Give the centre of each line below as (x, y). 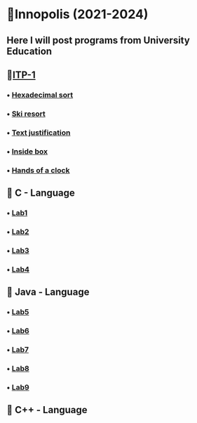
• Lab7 (18, 349)
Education (29, 51)
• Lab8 (18, 368)
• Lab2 (18, 231)
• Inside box (27, 152)
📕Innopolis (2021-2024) (77, 14)
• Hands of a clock (38, 170)
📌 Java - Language (48, 292)
